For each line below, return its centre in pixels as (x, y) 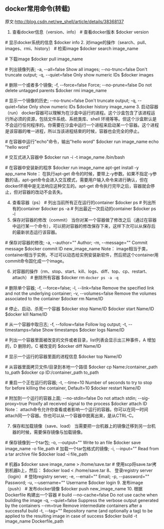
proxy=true (16, 404)
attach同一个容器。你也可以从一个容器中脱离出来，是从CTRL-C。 (71, 415)
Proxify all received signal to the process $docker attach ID (88, 404)
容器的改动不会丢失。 (43, 192)
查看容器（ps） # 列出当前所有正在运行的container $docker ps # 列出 (82, 202)
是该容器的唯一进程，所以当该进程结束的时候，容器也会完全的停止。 (73, 131)
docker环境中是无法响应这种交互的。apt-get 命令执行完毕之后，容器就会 (78, 186)
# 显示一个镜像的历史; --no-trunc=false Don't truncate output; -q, (71, 100)
